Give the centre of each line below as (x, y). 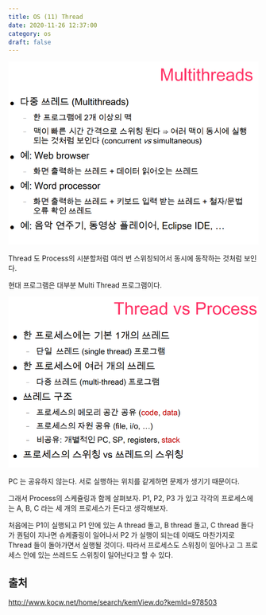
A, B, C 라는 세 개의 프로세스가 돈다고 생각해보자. (92, 508)
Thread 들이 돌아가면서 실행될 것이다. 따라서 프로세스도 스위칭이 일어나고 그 (126, 545)
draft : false (30, 42)
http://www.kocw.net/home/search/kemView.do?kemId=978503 (113, 602)
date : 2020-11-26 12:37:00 (53, 25)
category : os (30, 33)
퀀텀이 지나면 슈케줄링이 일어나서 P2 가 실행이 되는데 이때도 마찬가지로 (126, 535)
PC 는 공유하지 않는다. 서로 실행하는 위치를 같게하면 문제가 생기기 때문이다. (124, 481)
